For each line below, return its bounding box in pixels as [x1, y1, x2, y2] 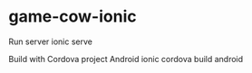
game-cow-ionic [8, 6, 137, 27]
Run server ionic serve [8, 36, 92, 47]
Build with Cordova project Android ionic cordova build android [8, 53, 244, 64]
